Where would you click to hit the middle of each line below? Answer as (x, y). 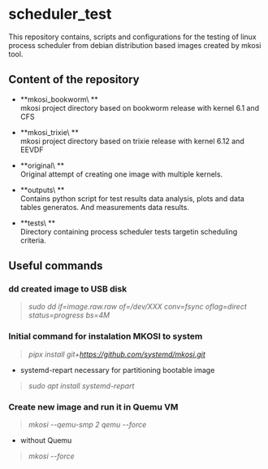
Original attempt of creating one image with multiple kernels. (121, 174)
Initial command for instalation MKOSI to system (106, 336)
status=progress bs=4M (69, 315)
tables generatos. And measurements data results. (104, 207)
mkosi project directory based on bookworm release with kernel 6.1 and (140, 107)
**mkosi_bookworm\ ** (59, 99)
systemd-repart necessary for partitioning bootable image (117, 370)
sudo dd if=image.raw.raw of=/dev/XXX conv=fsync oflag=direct (138, 307)
